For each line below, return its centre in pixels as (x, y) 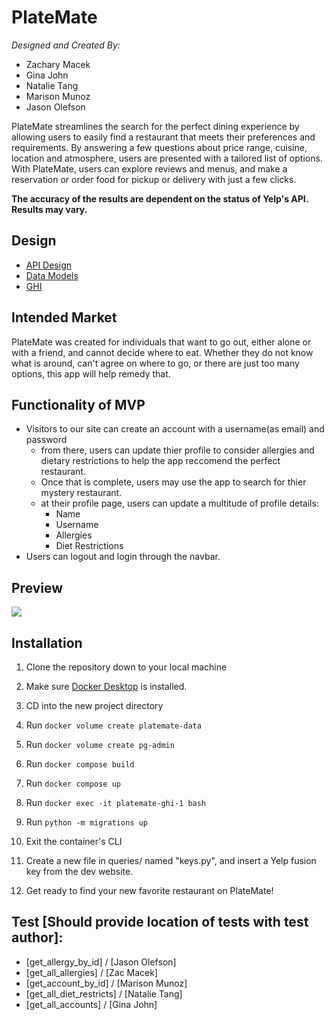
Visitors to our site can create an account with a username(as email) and (175, 429)
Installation (47, 642)
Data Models (52, 275)
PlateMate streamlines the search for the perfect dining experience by (155, 126)
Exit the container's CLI (74, 841)
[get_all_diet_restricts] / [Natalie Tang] (104, 993)
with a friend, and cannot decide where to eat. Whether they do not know (162, 352)
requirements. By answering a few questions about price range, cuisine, (159, 147)
